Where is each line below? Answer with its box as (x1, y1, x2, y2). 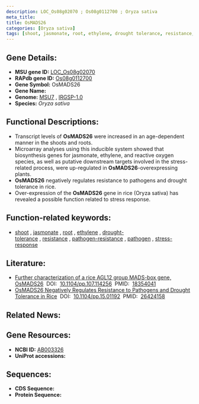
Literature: (6, 258, 46, 268)
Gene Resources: (6, 330, 71, 341)
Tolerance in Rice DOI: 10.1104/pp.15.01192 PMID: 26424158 (14, 293, 165, 300)
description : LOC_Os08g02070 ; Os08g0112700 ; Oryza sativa (6, 8, 158, 15)
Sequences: (6, 369, 52, 379)
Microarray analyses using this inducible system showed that (14, 145, 164, 152)
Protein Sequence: (14, 392, 62, 399)
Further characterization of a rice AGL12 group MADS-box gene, (14, 274, 172, 281)
